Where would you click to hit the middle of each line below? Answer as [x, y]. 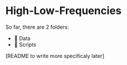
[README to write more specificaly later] [55, 56]
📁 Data [22, 38]
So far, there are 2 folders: [37, 27]
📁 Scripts [25, 45]
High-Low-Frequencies [63, 11]
